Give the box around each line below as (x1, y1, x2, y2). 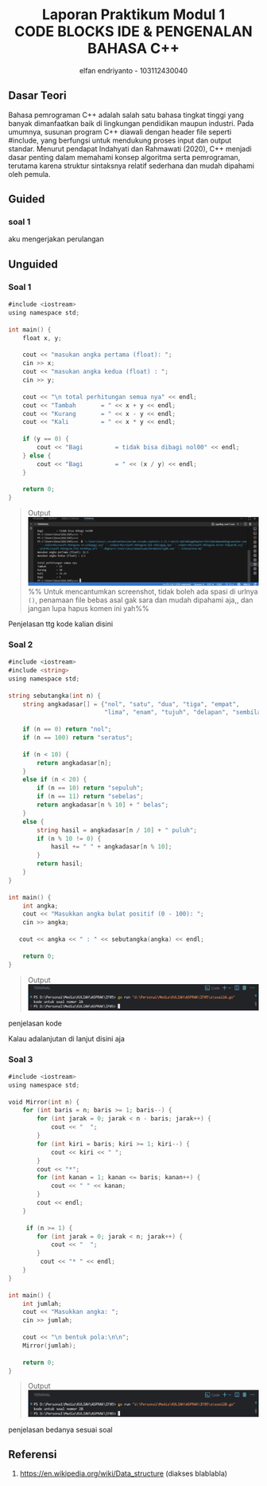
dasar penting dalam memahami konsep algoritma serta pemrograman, (8, 152, 241, 162)
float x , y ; (22, 334, 62, 342)
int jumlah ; (22, 1300, 62, 1308)
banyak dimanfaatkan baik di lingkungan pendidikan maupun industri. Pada (8, 118, 254, 128)
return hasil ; (37, 860, 83, 868)
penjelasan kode (8, 1018, 62, 1028)
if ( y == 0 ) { (22, 435, 69, 443)
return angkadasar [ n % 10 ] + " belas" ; (37, 801, 169, 810)
